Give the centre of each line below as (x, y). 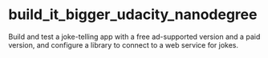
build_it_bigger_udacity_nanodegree (133, 15)
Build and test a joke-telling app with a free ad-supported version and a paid (134, 37)
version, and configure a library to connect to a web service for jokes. (124, 44)
